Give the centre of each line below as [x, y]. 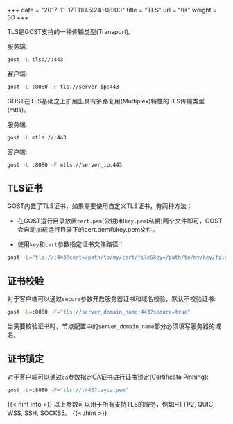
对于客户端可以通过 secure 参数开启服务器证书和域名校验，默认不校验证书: [112, 299]
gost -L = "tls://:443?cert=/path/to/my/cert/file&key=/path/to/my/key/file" [119, 257]
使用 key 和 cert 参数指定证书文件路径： [71, 244]
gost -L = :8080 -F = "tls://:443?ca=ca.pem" [68, 390]
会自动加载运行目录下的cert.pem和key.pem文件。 [88, 230]
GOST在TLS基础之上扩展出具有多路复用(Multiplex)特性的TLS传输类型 [106, 101]
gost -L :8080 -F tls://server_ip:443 [63, 87]
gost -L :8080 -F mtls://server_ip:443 [65, 165]
